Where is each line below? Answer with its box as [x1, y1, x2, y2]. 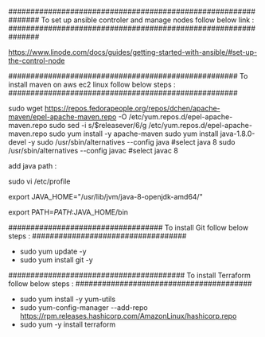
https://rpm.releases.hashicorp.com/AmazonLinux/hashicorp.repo [19, 312, 237, 320]
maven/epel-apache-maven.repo [8, 112, 117, 122]
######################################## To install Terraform [8, 270, 251, 280]
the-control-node [8, 56, 65, 65]
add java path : [8, 161, 57, 170]
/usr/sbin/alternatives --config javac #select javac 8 [8, 146, 179, 155]
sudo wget [8, 103, 44, 113]
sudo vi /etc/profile [8, 176, 71, 186]
